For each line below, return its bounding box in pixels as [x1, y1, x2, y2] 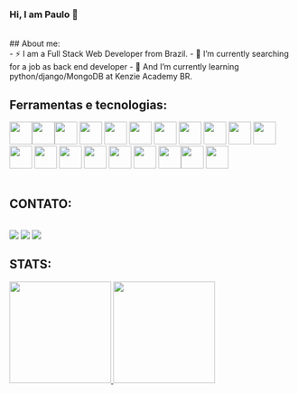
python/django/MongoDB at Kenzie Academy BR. [9, 71, 192, 82]
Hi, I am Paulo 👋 [9, 8, 79, 21]
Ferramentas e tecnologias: [9, 97, 168, 112]
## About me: [9, 38, 61, 49]
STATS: [9, 257, 52, 272]
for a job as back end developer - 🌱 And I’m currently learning [9, 61, 239, 72]
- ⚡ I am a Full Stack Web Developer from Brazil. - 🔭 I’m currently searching [9, 49, 289, 60]
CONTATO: [9, 196, 72, 211]
